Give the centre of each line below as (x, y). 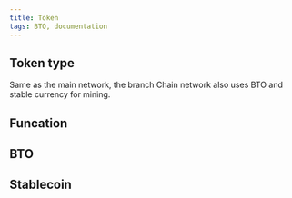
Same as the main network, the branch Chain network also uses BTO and (146, 85)
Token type (42, 63)
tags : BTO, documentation (58, 26)
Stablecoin (41, 185)
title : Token (34, 18)
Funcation (39, 123)
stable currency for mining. (60, 94)
